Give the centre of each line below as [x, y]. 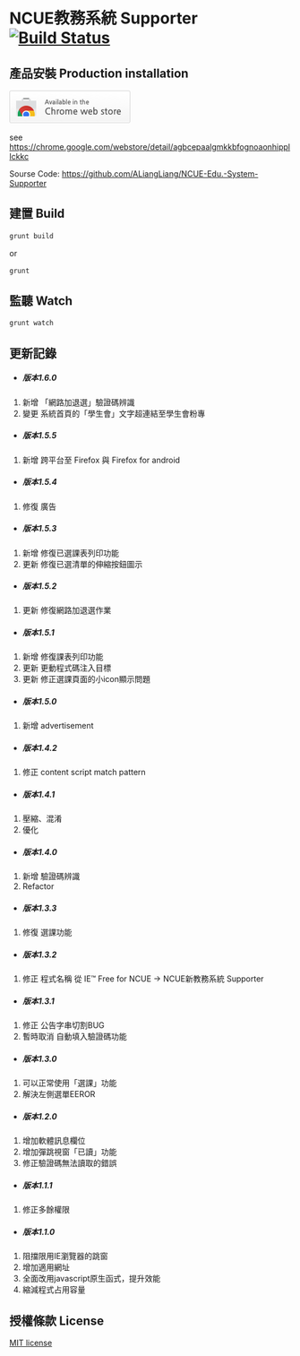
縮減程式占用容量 [54, 1290]
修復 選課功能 [47, 932]
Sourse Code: [34, 174]
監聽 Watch [41, 301]
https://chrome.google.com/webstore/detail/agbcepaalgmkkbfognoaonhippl [150, 147]
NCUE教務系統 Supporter [104, 18]
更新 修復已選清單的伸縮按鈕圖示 [82, 564]
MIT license [31, 1343]
